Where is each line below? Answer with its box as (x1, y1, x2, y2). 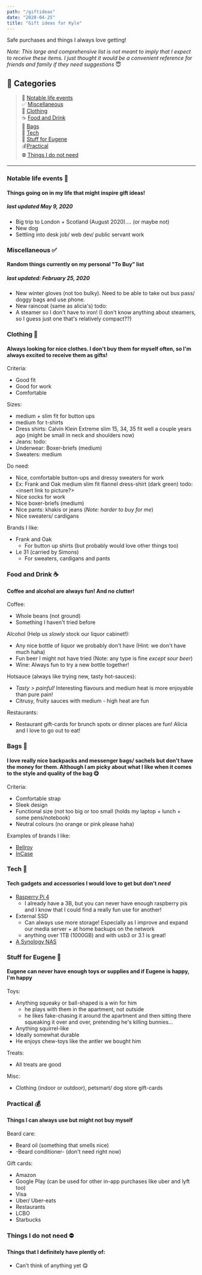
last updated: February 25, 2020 (7, 274, 91, 281)
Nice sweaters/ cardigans (15, 512, 79, 520)
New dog (15, 224, 38, 231)
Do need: (7, 462, 29, 469)
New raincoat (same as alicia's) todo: (15, 302, 107, 310)
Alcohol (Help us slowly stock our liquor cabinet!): (7, 631, 130, 638)
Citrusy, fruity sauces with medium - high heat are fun (15, 697, 149, 705)
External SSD (15, 912, 49, 920)
